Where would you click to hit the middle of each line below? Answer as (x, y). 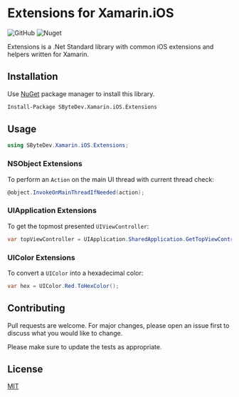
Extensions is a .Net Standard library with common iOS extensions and (111, 46)
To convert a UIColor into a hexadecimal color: (75, 273)
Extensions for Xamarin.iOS (91, 13)
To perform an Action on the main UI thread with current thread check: (111, 179)
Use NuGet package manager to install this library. (81, 93)
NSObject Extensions (45, 164)
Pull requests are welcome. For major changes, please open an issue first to (118, 325)
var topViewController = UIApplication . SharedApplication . (97, 239)
